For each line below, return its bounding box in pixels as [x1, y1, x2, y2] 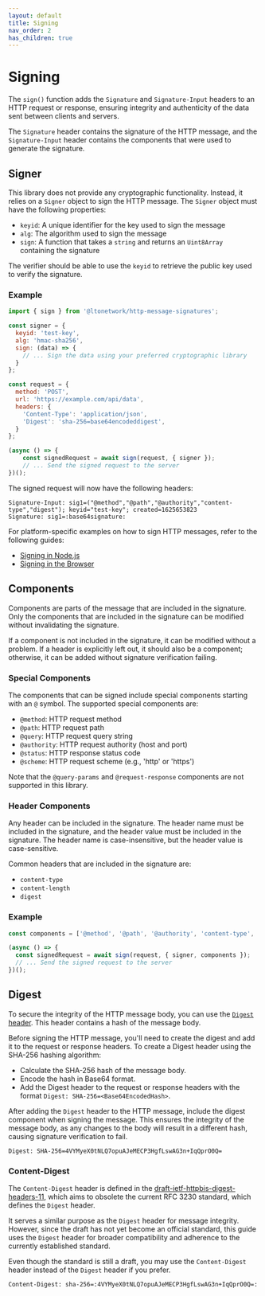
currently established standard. [8, 1241, 111, 1251]
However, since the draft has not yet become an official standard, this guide [8, 1224, 257, 1234]
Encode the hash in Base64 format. [19, 1074, 136, 1083]
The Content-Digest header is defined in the [8, 1183, 153, 1193]
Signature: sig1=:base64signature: [8, 513, 127, 521]
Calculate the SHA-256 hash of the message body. [19, 1065, 187, 1075]
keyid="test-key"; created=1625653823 [68, 506, 197, 513]
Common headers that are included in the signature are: [8, 859, 192, 869]
